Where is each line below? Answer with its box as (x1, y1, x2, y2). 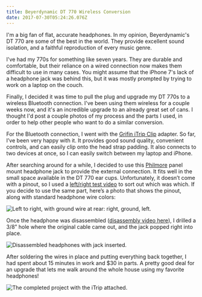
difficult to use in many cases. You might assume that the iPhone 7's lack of (6, 68, 194, 75)
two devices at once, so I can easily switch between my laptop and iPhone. (6, 149, 193, 157)
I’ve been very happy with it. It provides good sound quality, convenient (6, 136, 184, 144)
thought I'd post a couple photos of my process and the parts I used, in (6, 112, 183, 120)
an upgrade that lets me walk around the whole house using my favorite (6, 266, 185, 273)
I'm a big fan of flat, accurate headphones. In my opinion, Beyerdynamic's (6, 31, 190, 38)
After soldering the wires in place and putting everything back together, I (6, 253, 187, 260)
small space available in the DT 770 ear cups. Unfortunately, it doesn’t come (6, 174, 196, 181)
